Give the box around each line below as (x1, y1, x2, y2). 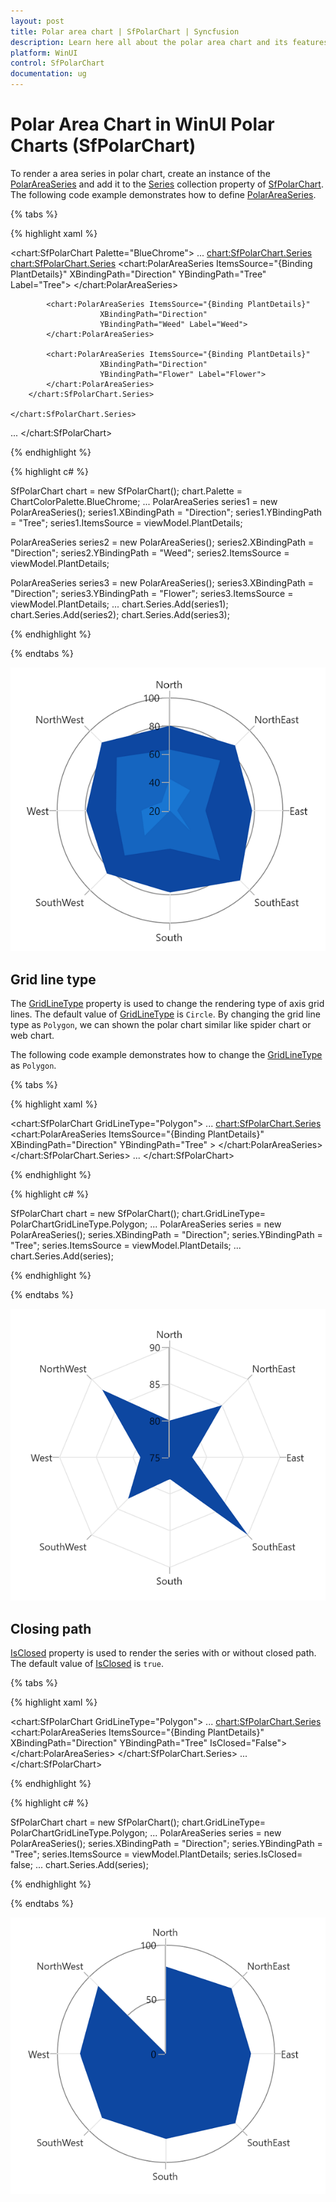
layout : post (10, 16, 65, 26)
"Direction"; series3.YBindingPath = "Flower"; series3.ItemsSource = (10, 587, 294, 599)
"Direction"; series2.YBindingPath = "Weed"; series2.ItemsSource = (10, 546, 290, 559)
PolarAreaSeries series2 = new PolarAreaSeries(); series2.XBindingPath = (10, 536, 315, 548)
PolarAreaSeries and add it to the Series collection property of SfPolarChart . (10, 178, 324, 190)
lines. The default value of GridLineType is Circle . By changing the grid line (10, 1008, 321, 1020)
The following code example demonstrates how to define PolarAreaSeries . (10, 188, 317, 200)
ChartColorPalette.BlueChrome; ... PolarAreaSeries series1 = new (10, 495, 278, 507)
